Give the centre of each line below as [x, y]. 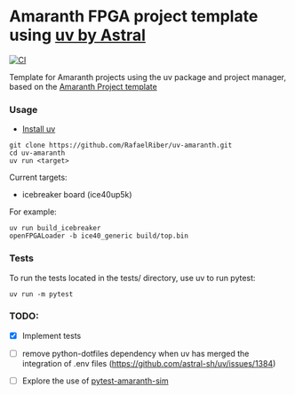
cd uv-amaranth [37, 153]
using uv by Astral [78, 35]
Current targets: [39, 177]
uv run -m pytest [41, 294]
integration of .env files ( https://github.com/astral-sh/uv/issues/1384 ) [149, 363]
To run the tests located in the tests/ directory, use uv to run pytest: [132, 278]
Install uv [39, 129]
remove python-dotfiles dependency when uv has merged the [136, 353]
